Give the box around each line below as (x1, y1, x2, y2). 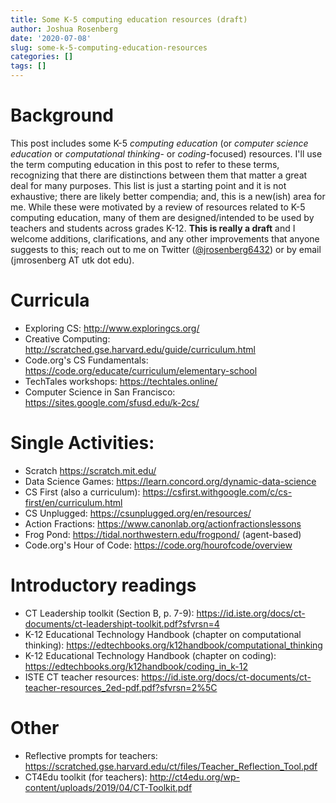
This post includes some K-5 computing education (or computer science (10, 137, 309, 149)
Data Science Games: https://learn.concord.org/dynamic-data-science (24, 475, 317, 487)
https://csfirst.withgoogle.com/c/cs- (142, 486, 293, 498)
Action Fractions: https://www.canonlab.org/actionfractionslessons (24, 517, 302, 530)
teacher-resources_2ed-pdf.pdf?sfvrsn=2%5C (24, 681, 218, 693)
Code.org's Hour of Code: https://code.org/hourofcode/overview (24, 539, 293, 551)
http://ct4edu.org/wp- (149, 771, 240, 783)
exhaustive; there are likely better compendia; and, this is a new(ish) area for (10, 190, 326, 202)
